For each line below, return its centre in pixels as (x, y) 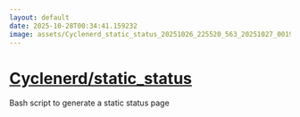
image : (21, 34)
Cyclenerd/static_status (100, 78)
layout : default (39, 17)
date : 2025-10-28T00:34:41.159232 (74, 26)
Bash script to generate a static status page (89, 103)
